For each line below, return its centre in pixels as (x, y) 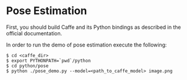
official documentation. (34, 33)
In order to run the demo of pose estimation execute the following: (86, 45)
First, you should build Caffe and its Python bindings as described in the (93, 27)
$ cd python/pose (27, 66)
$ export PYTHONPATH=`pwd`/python (49, 61)
